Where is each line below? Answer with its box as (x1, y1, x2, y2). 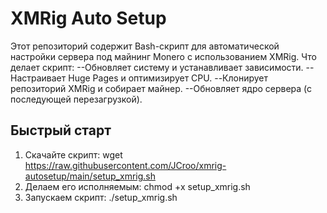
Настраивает (10, 72, 67, 84)
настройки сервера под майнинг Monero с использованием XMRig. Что (10, 50, 317, 62)
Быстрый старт (10, 122, 112, 139)
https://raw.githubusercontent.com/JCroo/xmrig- (24, 159, 227, 171)
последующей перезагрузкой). (10, 93, 143, 105)
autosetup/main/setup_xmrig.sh (24, 170, 156, 182)
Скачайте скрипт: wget (24, 148, 123, 161)
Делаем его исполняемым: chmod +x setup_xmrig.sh (24, 180, 251, 192)
